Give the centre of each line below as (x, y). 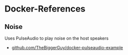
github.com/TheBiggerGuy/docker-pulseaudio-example (67, 48)
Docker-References (45, 9)
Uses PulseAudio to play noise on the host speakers (57, 38)
